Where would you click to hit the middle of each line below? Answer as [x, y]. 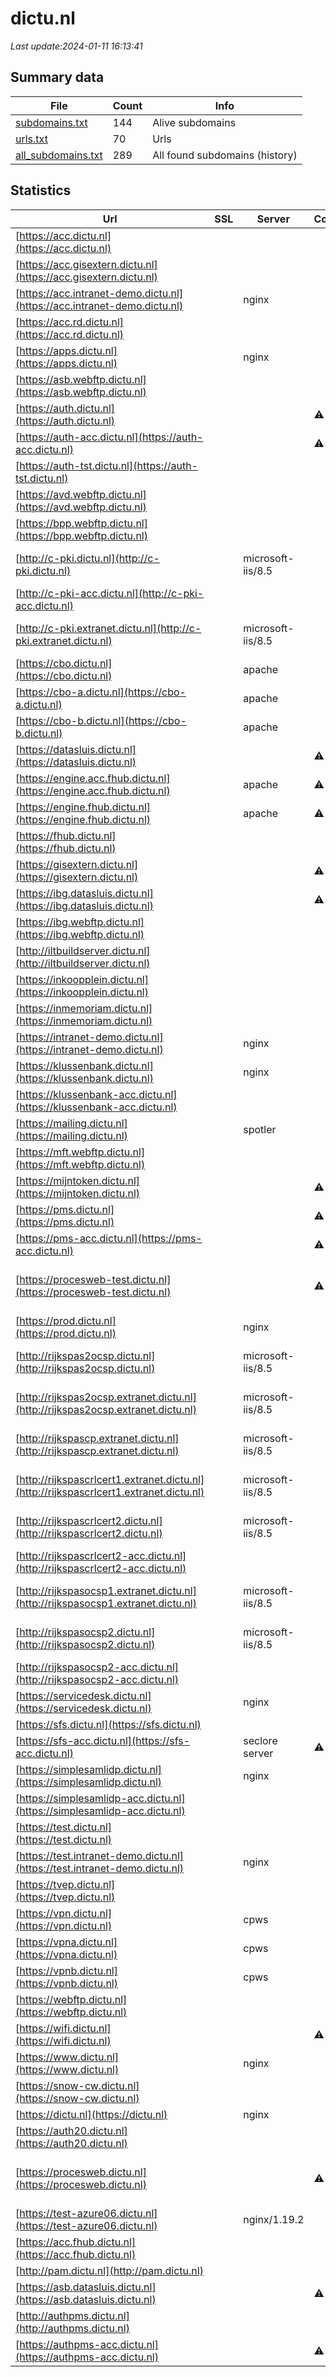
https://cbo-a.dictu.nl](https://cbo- [103, 692]
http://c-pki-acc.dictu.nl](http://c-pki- [112, 593]
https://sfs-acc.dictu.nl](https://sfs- [105, 1740]
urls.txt [31, 139]
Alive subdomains [194, 122]
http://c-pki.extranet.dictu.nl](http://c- [110, 628]
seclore [260, 1740]
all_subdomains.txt [59, 155]
